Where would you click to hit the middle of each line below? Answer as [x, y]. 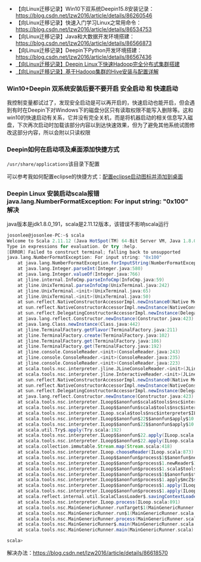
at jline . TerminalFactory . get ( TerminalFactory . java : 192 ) [90, 346]
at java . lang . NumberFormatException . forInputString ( [84, 263]
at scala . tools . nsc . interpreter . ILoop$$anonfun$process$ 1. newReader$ [106, 463]
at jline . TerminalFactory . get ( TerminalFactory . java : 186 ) [90, 341]
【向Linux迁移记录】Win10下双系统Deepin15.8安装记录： [85, 9]
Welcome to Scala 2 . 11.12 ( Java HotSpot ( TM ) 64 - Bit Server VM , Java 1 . [98, 241]
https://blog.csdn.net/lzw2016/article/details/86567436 [84, 57]
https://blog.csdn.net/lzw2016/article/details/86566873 [84, 43]
